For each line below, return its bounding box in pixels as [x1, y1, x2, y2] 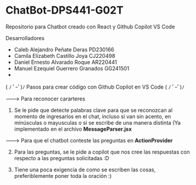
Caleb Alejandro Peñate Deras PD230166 [14, 46, 115, 53]
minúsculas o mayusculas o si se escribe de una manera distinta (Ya [14, 119, 181, 126]
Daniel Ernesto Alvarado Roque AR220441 [14, 59, 117, 66]
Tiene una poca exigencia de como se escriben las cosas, [14, 166, 156, 173]
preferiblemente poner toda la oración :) [14, 172, 112, 179]
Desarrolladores [5, 34, 45, 41]
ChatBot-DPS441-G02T [5, 4, 124, 17]
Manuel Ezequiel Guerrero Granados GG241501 [14, 64, 130, 72]
